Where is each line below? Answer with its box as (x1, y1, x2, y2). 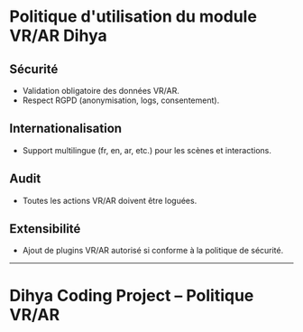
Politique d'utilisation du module (9, 6, 257, 27)
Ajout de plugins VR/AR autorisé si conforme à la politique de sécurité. (22, 245, 284, 256)
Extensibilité (9, 221, 81, 236)
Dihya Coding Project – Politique (9, 285, 254, 306)
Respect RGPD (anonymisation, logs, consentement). (22, 95, 220, 106)
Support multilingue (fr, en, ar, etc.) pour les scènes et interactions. (22, 144, 272, 155)
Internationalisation (9, 121, 123, 136)
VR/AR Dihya (9, 25, 108, 46)
